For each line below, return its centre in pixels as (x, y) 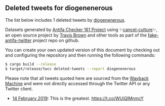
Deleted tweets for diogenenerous (59, 8)
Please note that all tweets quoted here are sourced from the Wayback (77, 78)
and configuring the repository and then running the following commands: (80, 55)
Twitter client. (19, 89)
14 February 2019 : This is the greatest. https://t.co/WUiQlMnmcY (78, 98)
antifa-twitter (19, 40)
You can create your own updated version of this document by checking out (82, 50)
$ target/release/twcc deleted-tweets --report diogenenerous (70, 69)
